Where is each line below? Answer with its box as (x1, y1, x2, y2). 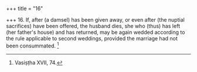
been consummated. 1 (6, 41, 59, 49)
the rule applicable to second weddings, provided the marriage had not (6, 35, 178, 42)
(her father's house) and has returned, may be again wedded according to (6, 29, 185, 36)
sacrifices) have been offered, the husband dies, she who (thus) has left (6, 23, 181, 29)
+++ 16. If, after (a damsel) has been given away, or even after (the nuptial (6, 16, 185, 23)
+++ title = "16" (6, 5, 43, 12)
